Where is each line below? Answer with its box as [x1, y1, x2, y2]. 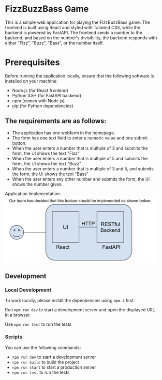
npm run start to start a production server [12, 364, 96, 370]
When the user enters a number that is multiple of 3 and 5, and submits [12, 166, 154, 171]
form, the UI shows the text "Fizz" [12, 150, 80, 156]
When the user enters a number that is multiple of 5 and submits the [12, 155, 148, 161]
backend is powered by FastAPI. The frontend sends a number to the [5, 30, 143, 35]
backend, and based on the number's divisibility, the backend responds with [5, 35, 157, 41]
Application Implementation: [5, 190, 61, 197]
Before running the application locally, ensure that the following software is [5, 73, 154, 78]
